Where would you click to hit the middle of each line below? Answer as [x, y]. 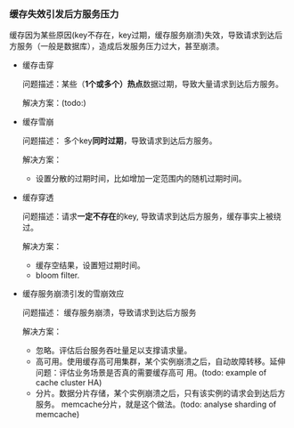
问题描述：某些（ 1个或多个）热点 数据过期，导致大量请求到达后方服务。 [152, 84]
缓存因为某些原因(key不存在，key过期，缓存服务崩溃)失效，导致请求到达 [142, 35]
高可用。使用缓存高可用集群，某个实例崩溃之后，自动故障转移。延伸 [160, 361]
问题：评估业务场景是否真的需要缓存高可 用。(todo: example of [151, 373]
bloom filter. [57, 275]
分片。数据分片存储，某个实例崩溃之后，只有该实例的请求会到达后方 [160, 393]
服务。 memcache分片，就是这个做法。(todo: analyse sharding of [156, 404]
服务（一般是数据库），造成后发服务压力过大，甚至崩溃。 [120, 46]
